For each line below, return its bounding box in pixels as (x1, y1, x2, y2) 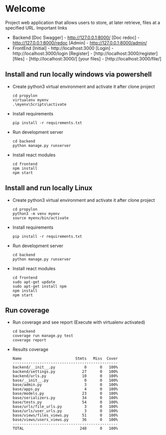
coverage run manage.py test (12, 333, 73, 339)
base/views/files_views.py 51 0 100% (12, 413, 118, 418)
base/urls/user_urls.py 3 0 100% (12, 409, 118, 414)
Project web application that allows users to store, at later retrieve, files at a (5, 19, 160, 25)
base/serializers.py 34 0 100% (12, 396, 118, 401)
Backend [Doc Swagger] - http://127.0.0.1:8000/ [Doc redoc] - (12, 34, 140, 40)
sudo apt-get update (12, 279, 55, 285)
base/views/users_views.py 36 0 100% (12, 418, 118, 423)
